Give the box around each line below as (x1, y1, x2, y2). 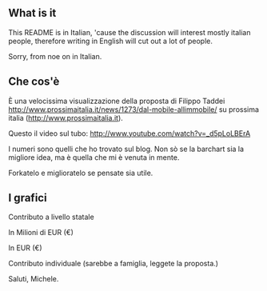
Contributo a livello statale (8, 212, 94, 222)
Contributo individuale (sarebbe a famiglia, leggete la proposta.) (8, 259, 218, 269)
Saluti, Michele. (8, 274, 59, 284)
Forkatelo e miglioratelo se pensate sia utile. (8, 168, 153, 177)
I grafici (8, 191, 47, 205)
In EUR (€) (8, 243, 42, 253)
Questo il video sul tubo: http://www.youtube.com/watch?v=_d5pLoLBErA (8, 128, 251, 138)
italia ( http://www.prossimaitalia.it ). (8, 113, 124, 122)
